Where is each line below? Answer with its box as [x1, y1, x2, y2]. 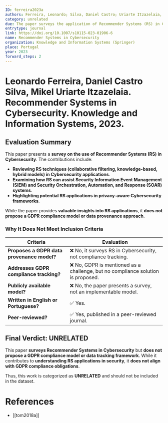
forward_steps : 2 [5, 54, 41, 59]
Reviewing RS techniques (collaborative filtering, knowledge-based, [12, 166, 157, 172]
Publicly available [7, 282, 51, 289]
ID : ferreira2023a [5, 7, 43, 13]
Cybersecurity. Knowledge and [5, 107, 138, 119]
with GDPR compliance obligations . [5, 363, 80, 369]
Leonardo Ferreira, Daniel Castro [5, 76, 143, 87]
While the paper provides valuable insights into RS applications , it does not [5, 208, 162, 214]
